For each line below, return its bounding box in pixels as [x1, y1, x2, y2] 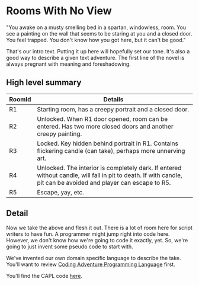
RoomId [9, 95, 31, 103]
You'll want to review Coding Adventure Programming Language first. [6, 261, 176, 268]
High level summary [6, 78, 82, 88]
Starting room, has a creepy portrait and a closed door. [37, 105, 190, 113]
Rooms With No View [6, 4, 113, 18]
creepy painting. [37, 129, 82, 137]
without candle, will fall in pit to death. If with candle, [37, 171, 182, 179]
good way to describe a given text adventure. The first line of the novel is [6, 54, 185, 61]
